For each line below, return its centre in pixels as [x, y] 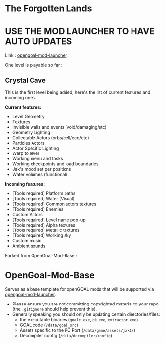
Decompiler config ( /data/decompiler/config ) [66, 335]
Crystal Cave [25, 80]
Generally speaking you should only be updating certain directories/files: [86, 314]
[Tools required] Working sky [42, 235]
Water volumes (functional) [40, 174]
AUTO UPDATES [39, 42]
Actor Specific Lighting [35, 148]
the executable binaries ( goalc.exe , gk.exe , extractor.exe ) [79, 319]
